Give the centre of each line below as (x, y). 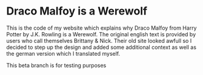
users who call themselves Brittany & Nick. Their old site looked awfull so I (99, 41)
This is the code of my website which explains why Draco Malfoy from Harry (101, 28)
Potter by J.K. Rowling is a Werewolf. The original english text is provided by (101, 34)
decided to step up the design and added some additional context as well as (101, 47)
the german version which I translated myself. (63, 53)
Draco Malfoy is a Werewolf (77, 11)
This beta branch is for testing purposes (56, 65)
